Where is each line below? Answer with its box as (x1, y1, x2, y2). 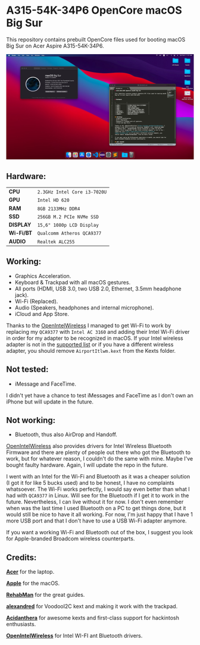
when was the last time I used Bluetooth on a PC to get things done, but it (6, 505, 186, 512)
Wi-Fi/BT (8, 230, 33, 237)
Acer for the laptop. (6, 568, 55, 575)
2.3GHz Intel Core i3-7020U (37, 189, 107, 195)
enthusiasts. (6, 621, 36, 628)
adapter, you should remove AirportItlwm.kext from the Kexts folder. (6, 347, 176, 354)
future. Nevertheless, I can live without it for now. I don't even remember (6, 498, 184, 506)
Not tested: (6, 364, 49, 375)
